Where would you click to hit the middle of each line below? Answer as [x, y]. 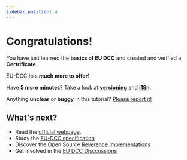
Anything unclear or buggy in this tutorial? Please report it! [79, 99]
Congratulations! [49, 41]
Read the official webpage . [48, 132]
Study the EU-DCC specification [55, 139]
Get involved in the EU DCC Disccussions [66, 151]
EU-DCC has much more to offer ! [48, 76]
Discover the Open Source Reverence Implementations [83, 144]
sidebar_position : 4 [32, 12]
